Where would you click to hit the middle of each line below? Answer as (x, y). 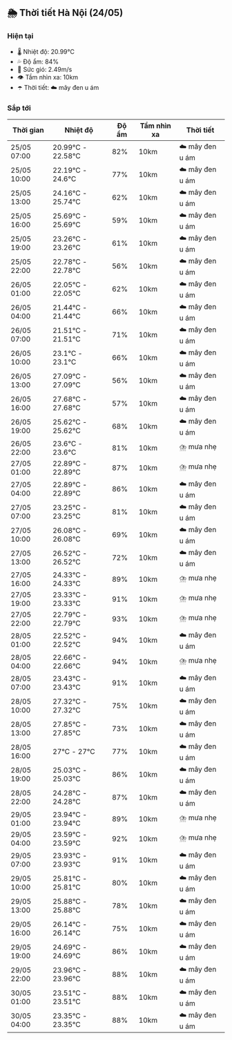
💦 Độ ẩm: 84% (38, 62)
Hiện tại (20, 36)
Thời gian (29, 130)
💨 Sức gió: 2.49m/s (45, 69)
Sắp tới (19, 108)
